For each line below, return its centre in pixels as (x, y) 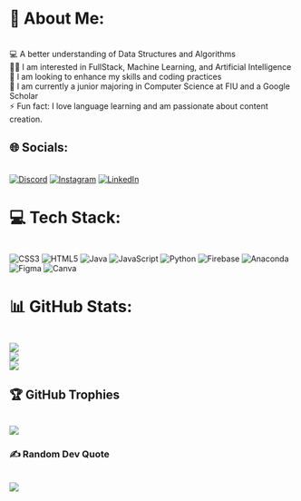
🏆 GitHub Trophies (65, 395)
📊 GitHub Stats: (71, 306)
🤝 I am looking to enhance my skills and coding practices (116, 76)
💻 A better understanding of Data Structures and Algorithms (122, 54)
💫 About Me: (57, 19)
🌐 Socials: (39, 147)
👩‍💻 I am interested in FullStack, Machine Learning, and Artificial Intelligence (150, 66)
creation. (26, 119)
